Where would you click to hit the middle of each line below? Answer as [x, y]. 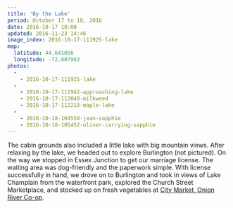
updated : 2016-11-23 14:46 [47, 33]
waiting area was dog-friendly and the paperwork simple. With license [109, 167]
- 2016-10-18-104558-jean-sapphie [70, 118]
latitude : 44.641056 [44, 53]
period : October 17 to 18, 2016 [55, 20]
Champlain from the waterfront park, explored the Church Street [100, 182]
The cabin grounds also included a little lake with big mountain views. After [116, 145]
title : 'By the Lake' [39, 14]
